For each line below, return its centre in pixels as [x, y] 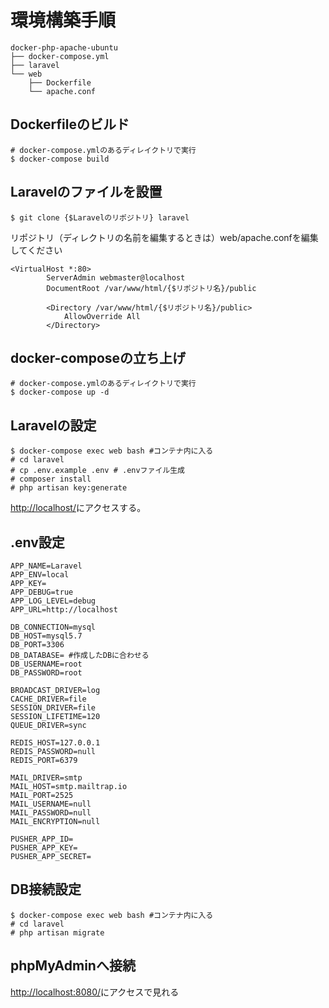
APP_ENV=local [40, 575]
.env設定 [37, 542]
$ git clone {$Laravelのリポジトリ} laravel [100, 217]
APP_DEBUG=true [42, 592]
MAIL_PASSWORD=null [51, 813]
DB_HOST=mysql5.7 [46, 636]
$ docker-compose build [60, 159]
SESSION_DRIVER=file [53, 708]
